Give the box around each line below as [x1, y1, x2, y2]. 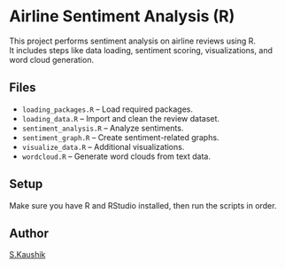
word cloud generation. [9, 54, 95, 65]
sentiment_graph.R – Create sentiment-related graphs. [21, 131, 220, 143]
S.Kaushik [9, 249, 46, 260]
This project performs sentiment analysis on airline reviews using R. [9, 35, 257, 46]
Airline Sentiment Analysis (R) [9, 6, 235, 27]
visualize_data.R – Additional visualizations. [21, 141, 185, 152]
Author [9, 225, 49, 240]
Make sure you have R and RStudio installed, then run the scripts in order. [9, 200, 277, 210]
